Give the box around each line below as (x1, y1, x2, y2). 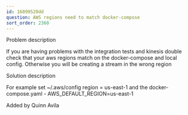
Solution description (6, 72, 56, 80)
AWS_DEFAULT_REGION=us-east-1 (47, 90, 134, 98)
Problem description (6, 37, 56, 44)
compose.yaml (6, 90, 43, 98)
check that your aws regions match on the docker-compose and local (6, 55, 177, 62)
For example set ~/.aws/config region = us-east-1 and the (6, 84, 148, 91)
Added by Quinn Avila (6, 102, 60, 109)
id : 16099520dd (6, 8, 44, 15)
